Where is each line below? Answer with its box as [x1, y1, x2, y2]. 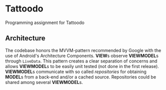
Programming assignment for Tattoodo [5, 19, 85, 25]
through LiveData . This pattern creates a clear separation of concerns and [5, 58, 158, 64]
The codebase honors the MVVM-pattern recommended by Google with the [5, 47, 162, 53]
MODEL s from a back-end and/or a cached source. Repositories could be [5, 73, 156, 80]
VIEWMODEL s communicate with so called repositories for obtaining [5, 68, 147, 74]
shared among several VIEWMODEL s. [5, 79, 83, 85]
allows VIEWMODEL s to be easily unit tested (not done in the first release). [5, 63, 160, 69]
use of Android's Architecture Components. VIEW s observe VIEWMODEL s [5, 52, 159, 58]
